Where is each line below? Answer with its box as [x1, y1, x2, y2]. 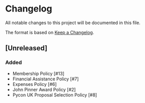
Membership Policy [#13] [12, 70, 64, 76]
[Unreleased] [5, 44, 48, 53]
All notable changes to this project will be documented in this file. [5, 20, 141, 26]
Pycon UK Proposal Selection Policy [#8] [12, 91, 97, 98]
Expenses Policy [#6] [12, 81, 57, 87]
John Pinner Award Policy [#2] [12, 86, 76, 92]
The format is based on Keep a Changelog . [5, 29, 94, 35]
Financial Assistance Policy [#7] [12, 76, 79, 82]
